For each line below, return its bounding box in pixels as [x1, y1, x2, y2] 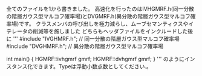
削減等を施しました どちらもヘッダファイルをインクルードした [32, 28, 188, 35]
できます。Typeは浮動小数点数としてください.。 [32, 63, 152, 70]
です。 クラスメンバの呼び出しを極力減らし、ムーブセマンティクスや [19, 20, 189, 27]
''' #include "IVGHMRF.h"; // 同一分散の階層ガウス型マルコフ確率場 [13, 35, 180, 42]
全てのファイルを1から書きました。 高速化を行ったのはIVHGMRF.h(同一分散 [6, 5, 195, 12]
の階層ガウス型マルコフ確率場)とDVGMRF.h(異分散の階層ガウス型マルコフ [6, 13, 191, 20]
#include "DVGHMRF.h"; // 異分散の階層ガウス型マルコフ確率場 [6, 42, 164, 50]
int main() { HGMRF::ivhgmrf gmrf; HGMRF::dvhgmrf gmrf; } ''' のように [6, 56, 184, 62]
